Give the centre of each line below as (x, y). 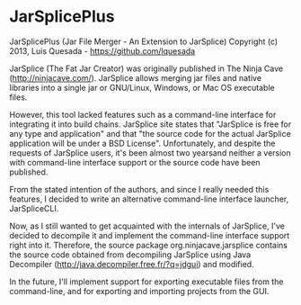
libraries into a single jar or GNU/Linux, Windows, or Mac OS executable (142, 87)
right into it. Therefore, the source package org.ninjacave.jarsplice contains (148, 245)
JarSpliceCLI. (34, 208)
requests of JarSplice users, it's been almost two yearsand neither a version (150, 152)
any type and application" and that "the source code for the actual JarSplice (150, 133)
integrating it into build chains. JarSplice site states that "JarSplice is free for (150, 124)
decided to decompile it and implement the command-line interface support (150, 235)
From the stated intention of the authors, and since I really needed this (139, 189)
